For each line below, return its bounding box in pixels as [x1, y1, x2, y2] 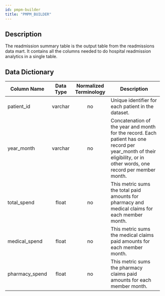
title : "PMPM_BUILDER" [5, 12, 52, 17]
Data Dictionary [5, 67, 54, 76]
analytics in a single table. [5, 54, 58, 60]
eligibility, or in [110, 154, 144, 161]
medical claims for [110, 205, 153, 212]
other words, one [110, 161, 150, 167]
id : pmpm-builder [5, 7, 41, 12]
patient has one [110, 136, 146, 143]
